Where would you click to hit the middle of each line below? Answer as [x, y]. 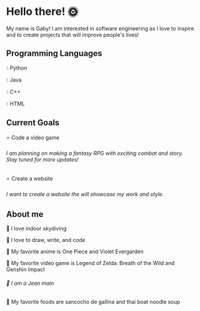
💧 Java [14, 80]
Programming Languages [54, 53]
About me [25, 214]
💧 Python [17, 68]
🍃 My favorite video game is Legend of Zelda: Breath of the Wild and [90, 263]
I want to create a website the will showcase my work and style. [85, 194]
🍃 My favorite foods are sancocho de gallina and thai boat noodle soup [93, 301]
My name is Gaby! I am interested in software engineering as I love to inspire [100, 28]
